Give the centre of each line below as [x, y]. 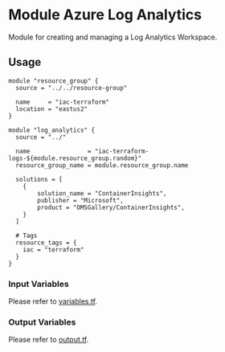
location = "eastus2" [52, 109]
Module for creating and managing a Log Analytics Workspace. [113, 37]
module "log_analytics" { [51, 130]
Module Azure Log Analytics [105, 15]
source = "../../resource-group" [72, 88]
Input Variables [39, 284]
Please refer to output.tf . [49, 340]
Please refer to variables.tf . [53, 301]
